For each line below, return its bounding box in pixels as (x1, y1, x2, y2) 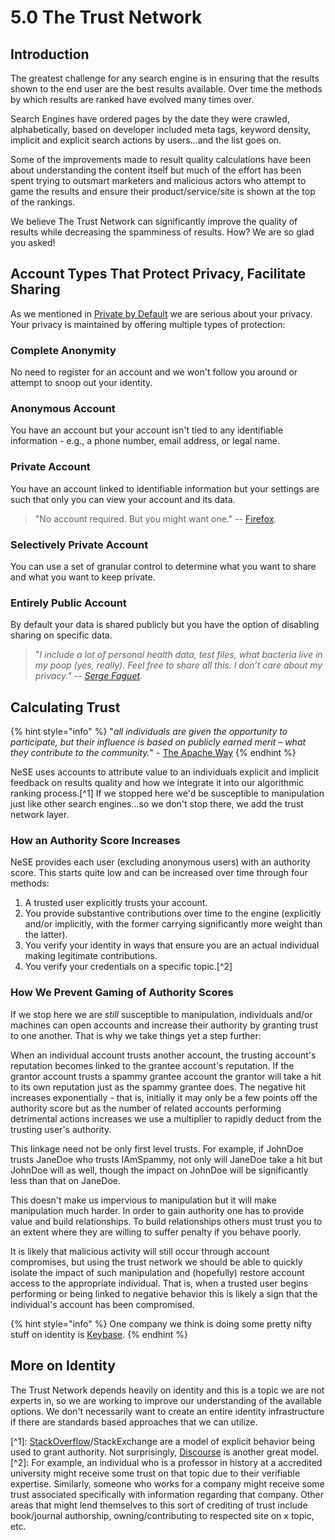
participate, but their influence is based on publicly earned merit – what (10, 736, 307, 748)
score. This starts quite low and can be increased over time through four (10, 867, 308, 879)
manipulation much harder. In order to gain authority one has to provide (10, 1204, 305, 1216)
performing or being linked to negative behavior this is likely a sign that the (10, 1287, 318, 1300)
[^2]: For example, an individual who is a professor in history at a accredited (10, 1456, 323, 1468)
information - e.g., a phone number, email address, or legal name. (10, 435, 280, 447)
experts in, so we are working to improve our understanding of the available (10, 1394, 322, 1406)
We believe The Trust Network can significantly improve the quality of (10, 216, 298, 227)
